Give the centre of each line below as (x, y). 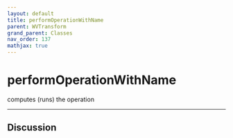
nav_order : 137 (29, 40)
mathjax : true (28, 46)
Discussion (32, 128)
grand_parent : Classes (40, 33)
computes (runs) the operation (51, 99)
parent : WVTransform (37, 26)
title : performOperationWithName (55, 20)
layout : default (31, 14)
